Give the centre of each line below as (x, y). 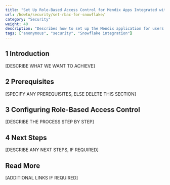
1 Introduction (27, 54)
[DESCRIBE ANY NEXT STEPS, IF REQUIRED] (52, 150)
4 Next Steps (26, 137)
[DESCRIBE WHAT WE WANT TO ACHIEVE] (50, 66)
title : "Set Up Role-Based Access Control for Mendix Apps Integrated (81, 10)
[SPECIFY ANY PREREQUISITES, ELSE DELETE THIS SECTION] (71, 94)
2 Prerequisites (30, 82)
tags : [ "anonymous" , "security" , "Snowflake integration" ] (69, 33)
